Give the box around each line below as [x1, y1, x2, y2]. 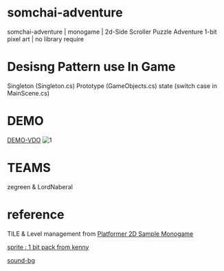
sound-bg [7, 256, 36, 264]
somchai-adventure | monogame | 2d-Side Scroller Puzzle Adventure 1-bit [7, 28, 218, 36]
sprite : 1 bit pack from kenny [7, 243, 89, 251]
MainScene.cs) [7, 89, 50, 97]
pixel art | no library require [7, 34, 85, 43]
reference [7, 206, 65, 222]
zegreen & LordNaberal [7, 182, 74, 191]
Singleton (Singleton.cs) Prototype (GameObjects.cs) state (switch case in [7, 81, 218, 90]
